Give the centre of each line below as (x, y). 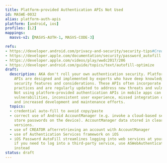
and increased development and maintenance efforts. (70, 102)
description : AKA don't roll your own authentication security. (78, 74)
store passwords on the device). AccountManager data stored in (82, 120)
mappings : (15, 33)
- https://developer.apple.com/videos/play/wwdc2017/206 (65, 60)
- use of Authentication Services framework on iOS (64, 134)
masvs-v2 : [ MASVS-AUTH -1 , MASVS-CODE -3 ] (52, 38)
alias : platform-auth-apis (33, 19)
